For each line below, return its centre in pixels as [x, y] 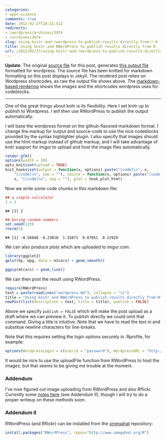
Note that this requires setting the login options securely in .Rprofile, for [78, 337]
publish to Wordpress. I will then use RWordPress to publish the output [77, 111]
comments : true [21, 19]
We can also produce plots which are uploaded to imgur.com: [68, 247]
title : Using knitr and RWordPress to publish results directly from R [80, 47]
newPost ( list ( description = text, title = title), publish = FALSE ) [77, 302]
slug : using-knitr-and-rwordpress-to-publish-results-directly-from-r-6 [82, 42]
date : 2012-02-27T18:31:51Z [34, 24]
